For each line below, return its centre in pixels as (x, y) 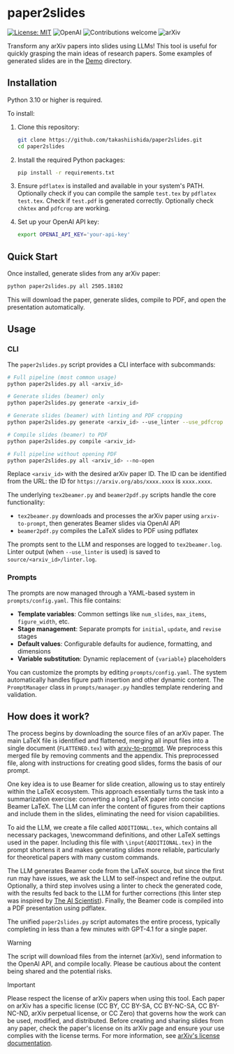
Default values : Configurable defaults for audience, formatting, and (115, 644)
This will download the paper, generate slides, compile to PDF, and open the (117, 299)
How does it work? (49, 717)
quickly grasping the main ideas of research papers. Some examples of (110, 53)
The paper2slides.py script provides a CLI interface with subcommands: (111, 364)
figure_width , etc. (43, 621)
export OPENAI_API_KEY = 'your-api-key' (74, 235)
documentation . (30, 1043)
